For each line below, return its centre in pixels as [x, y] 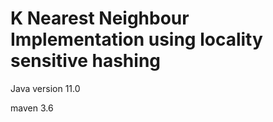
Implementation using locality [136, 39]
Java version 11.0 [45, 88]
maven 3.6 [32, 108]
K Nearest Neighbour [100, 18]
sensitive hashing [86, 61]
